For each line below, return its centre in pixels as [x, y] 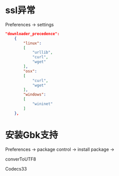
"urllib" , [42, 53]
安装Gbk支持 [32, 135]
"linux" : [33, 43]
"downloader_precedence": [32, 34]
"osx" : [30, 71]
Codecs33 [16, 168]
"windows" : [35, 95]
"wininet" [42, 104]
